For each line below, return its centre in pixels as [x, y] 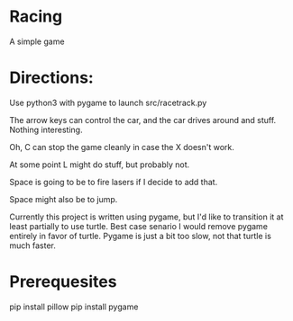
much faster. [33, 245]
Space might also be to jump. [64, 199]
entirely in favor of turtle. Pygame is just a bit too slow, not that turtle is [141, 236]
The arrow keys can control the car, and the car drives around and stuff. [143, 120]
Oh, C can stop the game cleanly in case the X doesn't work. [122, 147]
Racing [36, 17]
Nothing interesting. [46, 129]
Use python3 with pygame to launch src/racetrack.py [108, 103]
